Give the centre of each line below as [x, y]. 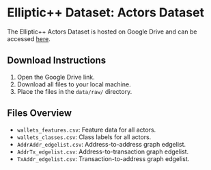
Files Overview [40, 113]
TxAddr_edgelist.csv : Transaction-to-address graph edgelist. [103, 158]
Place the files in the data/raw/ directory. [74, 91]
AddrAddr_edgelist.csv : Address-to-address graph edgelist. [101, 144]
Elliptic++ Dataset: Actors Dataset [106, 13]
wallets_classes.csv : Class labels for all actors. [84, 137]
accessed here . [29, 38]
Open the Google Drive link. [56, 77]
